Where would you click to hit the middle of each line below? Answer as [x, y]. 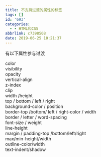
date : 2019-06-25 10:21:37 [33, 38]
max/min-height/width [28, 139]
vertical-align [19, 80]
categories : [18, 24]
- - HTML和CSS [24, 29]
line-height [16, 128]
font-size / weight [23, 123]
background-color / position [34, 106]
